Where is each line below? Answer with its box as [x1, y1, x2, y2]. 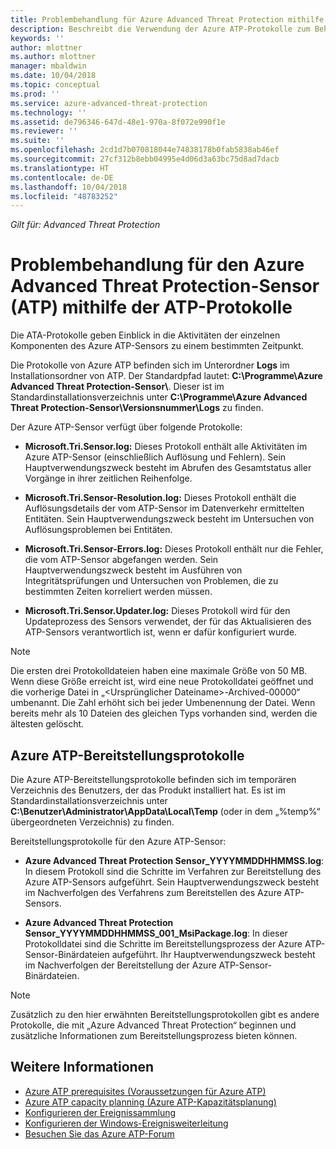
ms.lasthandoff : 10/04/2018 [10, 182, 128, 192]
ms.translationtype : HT [10, 163, 110, 173]
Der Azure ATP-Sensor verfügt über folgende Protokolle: [10, 421, 243, 433]
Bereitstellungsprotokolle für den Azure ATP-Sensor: [10, 836, 227, 847]
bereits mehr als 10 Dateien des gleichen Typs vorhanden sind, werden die [10, 707, 318, 720]
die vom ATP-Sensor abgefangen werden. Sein [24, 554, 219, 566]
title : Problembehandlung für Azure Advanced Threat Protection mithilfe [10, 14, 325, 25]
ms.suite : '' [10, 136, 65, 146]
